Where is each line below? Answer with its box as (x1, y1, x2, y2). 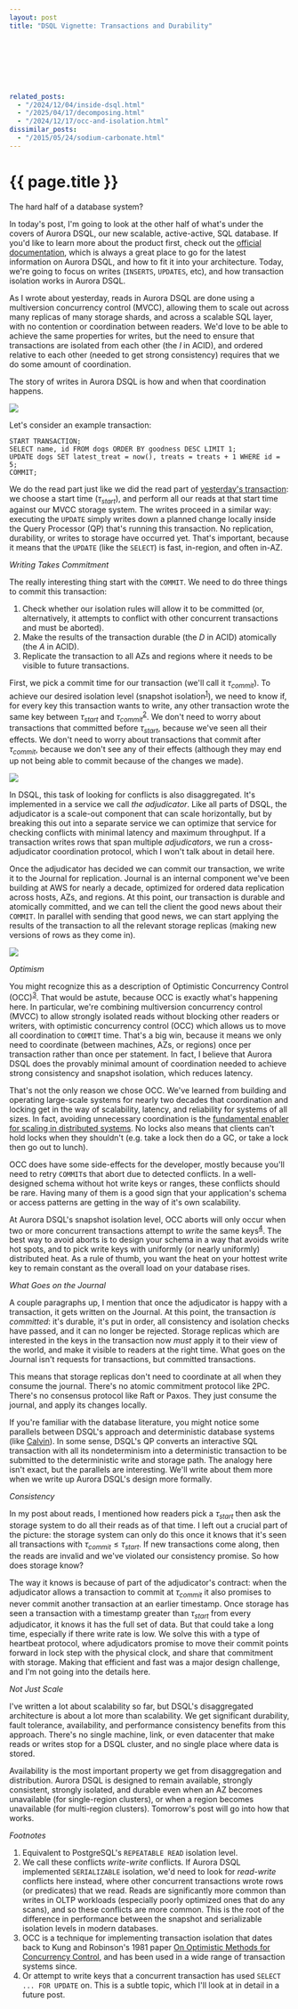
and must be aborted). (21, 623, 105, 633)
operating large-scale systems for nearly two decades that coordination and (9, 1094, 289, 1105)
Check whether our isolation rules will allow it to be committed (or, (21, 603, 265, 615)
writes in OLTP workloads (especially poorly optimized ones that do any (21, 1895, 286, 1906)
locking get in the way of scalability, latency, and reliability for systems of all (9, 1104, 287, 1115)
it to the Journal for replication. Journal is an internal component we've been (9, 872, 290, 883)
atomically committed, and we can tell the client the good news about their (9, 901, 283, 911)
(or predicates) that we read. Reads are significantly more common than (21, 1885, 286, 1896)
